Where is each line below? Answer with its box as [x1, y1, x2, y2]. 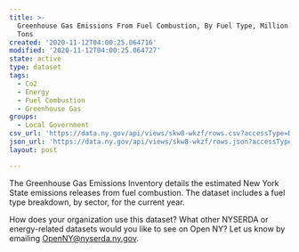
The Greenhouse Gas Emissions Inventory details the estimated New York [9, 177, 279, 188]
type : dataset [9, 63, 62, 72]
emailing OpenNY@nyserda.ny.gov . [9, 232, 140, 243]
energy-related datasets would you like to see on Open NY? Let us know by [9, 224, 286, 234]
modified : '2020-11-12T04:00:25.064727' [9, 46, 162, 55]
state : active [9, 54, 62, 63]
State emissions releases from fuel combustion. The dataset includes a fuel [9, 187, 286, 198]
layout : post [9, 145, 58, 154]
